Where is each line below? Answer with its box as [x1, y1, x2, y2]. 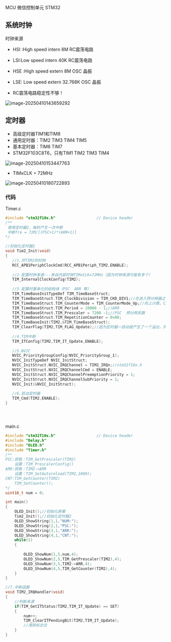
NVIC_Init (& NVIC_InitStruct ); [12, 382, 76, 387]
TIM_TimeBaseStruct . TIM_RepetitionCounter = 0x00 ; [12, 315, 122, 320]
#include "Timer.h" [5, 447, 47, 453]
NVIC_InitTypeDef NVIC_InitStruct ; [12, 358, 88, 363]
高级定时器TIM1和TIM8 [12, 130, 61, 137]
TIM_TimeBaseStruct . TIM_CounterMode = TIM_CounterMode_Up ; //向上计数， [12, 301, 164, 306]
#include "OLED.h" [5, 442, 44, 448]
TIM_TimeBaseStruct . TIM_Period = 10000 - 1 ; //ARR [12, 305, 120, 311]
